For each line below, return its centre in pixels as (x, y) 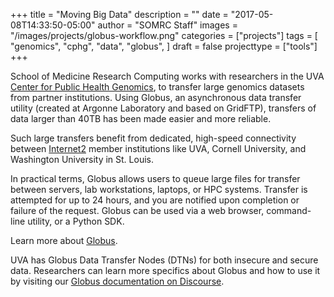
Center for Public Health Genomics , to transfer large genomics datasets (157, 87)
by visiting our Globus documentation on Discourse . (117, 281)
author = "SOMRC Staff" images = (167, 25)
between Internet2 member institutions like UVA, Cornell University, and (158, 148)
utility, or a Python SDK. (76, 221)
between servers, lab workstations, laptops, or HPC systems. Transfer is (159, 189)
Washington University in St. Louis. (82, 159)
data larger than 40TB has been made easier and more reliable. (141, 118)
